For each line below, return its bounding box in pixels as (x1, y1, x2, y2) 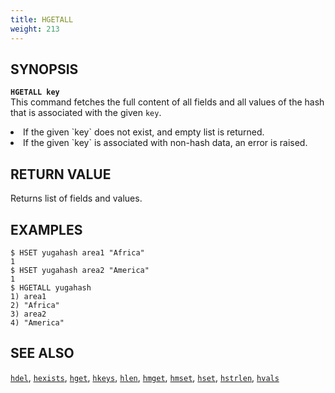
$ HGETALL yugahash (10, 282, 92, 293)
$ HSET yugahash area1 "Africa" (10, 247, 145, 258)
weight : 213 (10, 24, 60, 34)
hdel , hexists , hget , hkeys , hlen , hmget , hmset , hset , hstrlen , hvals (10, 371, 280, 383)
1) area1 (10, 291, 47, 301)
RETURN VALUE (10, 166, 112, 183)
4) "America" (10, 317, 65, 328)
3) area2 (10, 309, 47, 319)
